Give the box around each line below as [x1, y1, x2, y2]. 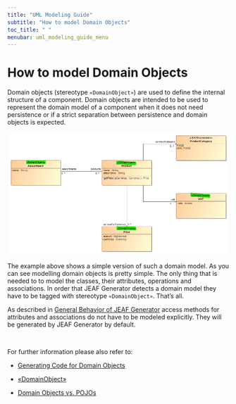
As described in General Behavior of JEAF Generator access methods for [7, 305, 220, 313]
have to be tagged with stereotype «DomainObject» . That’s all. [7, 291, 185, 300]
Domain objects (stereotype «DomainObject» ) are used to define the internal [7, 88, 225, 96]
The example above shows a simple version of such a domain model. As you [7, 261, 230, 270]
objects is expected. [7, 118, 66, 127]
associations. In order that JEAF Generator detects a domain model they [7, 284, 217, 292]
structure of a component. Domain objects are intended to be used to [7, 96, 209, 104]
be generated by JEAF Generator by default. [7, 320, 136, 329]
